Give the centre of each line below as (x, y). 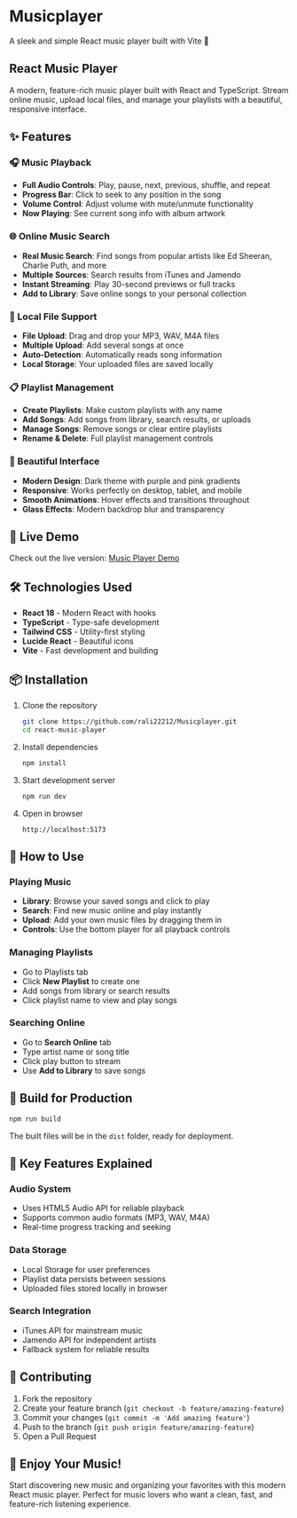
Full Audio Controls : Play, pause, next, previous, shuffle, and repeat (146, 185)
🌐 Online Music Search (60, 237)
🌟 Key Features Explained (81, 1163)
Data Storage (38, 1250)
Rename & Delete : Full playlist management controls (117, 438)
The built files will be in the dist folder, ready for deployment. (121, 1136)
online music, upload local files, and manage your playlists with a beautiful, (146, 99)
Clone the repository (59, 706)
